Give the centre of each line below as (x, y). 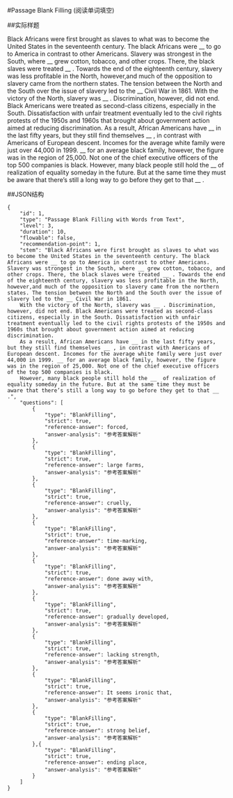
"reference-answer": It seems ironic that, (108, 693)
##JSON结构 (25, 194)
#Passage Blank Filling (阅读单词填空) (61, 10)
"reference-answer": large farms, (94, 465)
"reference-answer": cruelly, (88, 503)
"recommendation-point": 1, (60, 244)
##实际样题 (23, 25)
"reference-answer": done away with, (99, 579)
